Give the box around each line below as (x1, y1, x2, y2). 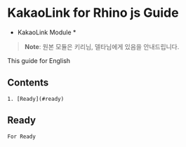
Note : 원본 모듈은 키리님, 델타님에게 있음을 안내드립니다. (24, 42, 180, 50)
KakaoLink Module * (17, 28, 77, 36)
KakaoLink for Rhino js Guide (7, 5, 179, 21)
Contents (7, 77, 49, 89)
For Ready (7, 133, 36, 140)
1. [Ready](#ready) (7, 95, 65, 102)
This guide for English (7, 56, 71, 64)
